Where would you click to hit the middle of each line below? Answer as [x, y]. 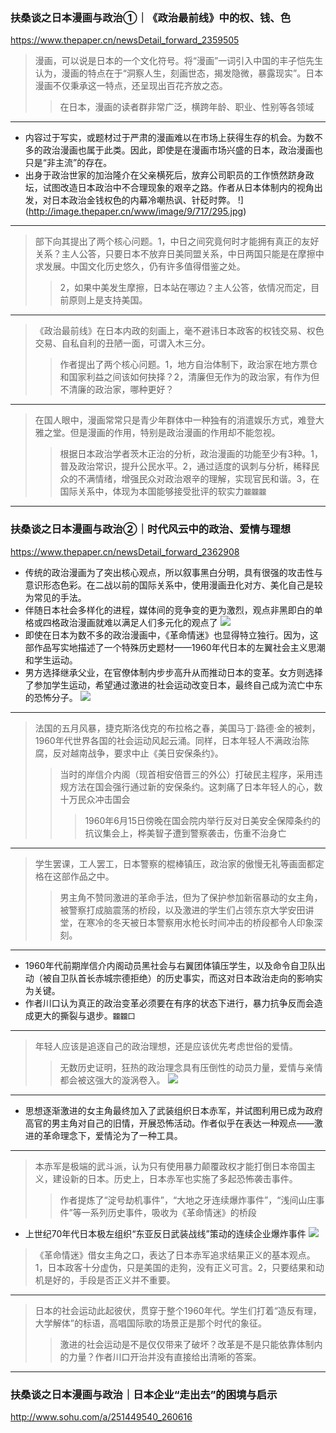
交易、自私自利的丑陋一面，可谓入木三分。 [122, 343]
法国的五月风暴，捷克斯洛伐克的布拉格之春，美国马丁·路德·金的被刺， [177, 728]
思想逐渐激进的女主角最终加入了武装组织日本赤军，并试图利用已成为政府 [173, 1110]
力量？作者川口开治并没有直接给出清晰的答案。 [165, 1356]
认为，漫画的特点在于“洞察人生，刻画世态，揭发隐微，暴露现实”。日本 [179, 73]
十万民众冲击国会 [95, 799]
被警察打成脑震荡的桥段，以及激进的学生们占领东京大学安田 [182, 910]
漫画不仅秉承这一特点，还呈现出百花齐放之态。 [131, 86]
